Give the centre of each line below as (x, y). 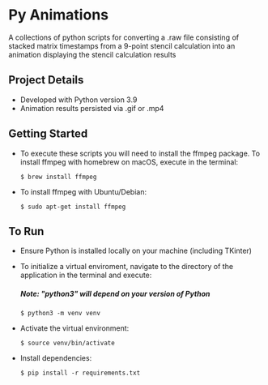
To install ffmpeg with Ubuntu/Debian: (83, 191)
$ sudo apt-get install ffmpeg (73, 207)
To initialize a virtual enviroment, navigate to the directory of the (126, 267)
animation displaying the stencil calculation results (92, 54)
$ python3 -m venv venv (60, 314)
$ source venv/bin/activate (67, 343)
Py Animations (59, 15)
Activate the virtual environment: (74, 328)
